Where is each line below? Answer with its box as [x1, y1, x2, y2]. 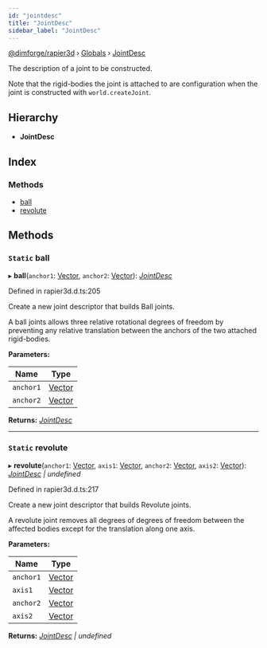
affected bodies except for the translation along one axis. [8, 524, 195, 533]
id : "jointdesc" [8, 11, 62, 20]
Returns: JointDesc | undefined [8, 630, 112, 640]
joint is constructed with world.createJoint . [8, 88, 152, 97]
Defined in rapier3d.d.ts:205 [8, 286, 101, 296]
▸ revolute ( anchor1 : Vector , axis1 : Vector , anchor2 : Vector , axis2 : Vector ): [8, 460, 247, 470]
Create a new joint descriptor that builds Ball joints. [8, 301, 175, 311]
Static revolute [8, 442, 68, 454]
